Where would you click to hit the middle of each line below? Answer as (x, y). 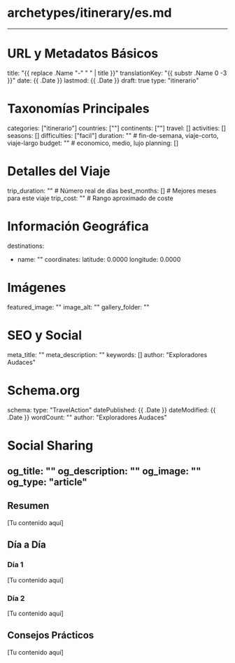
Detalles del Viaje (59, 171)
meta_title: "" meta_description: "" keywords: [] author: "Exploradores (107, 354)
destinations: (26, 246)
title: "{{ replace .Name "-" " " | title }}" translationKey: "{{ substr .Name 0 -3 (117, 73)
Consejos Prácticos (51, 635)
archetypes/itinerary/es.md (90, 13)
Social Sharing (50, 445)
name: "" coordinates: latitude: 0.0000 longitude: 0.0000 (99, 259)
